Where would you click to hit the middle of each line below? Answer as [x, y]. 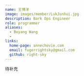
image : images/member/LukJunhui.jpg [42, 14]
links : [12, 41]
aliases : [14, 28]
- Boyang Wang [24, 32]
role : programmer [23, 23]
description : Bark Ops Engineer [38, 18]
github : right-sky [28, 54]
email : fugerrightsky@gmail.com [42, 50]
